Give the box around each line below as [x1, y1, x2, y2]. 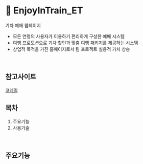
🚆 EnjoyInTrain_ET [5, 5, 83, 16]
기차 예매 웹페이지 [5, 22, 41, 28]
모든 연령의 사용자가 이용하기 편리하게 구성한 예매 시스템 [12, 33, 125, 39]
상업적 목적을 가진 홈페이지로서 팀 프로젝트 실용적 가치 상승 [12, 46, 130, 52]
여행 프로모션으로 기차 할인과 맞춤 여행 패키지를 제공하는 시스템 [12, 40, 138, 46]
